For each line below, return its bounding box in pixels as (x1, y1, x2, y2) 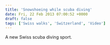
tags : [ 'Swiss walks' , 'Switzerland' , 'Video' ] (5, 21, 106, 26)
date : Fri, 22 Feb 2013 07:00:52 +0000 (5, 12, 88, 17)
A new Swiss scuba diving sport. (5, 34, 72, 40)
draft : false (5, 16, 32, 21)
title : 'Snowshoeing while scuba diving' (5, 7, 93, 12)
